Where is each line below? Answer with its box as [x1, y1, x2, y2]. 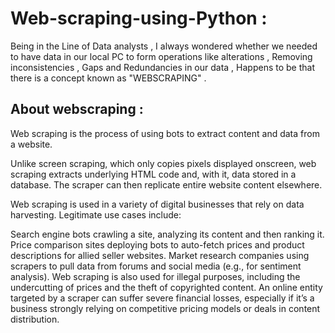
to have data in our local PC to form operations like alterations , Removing [10, 50, 313, 62]
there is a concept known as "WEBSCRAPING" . [10, 72, 207, 84]
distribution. [10, 313, 60, 325]
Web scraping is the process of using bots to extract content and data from [10, 127, 320, 139]
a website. [10, 138, 53, 150]
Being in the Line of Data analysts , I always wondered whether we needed [10, 40, 318, 52]
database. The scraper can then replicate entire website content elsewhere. [10, 178, 323, 191]
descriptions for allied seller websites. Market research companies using [10, 249, 310, 261]
